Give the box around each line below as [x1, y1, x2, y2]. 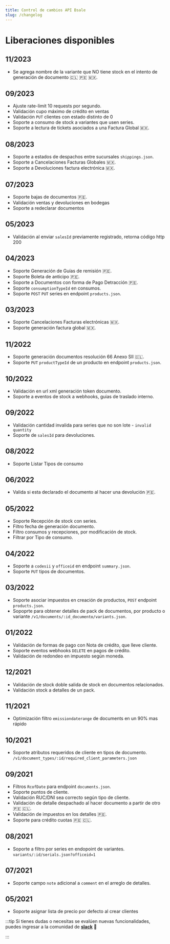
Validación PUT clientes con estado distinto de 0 [12, 114, 113, 120]
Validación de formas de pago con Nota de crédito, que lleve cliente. [12, 642, 158, 648]
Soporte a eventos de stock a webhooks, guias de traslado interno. [12, 394, 155, 399]
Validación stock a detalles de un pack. [12, 687, 96, 693]
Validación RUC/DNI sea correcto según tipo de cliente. [12, 794, 130, 800]
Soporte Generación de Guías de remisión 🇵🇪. [12, 268, 112, 274]
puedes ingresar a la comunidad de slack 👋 [5, 924, 97, 930]
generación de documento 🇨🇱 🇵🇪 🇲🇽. [12, 74, 98, 80]
